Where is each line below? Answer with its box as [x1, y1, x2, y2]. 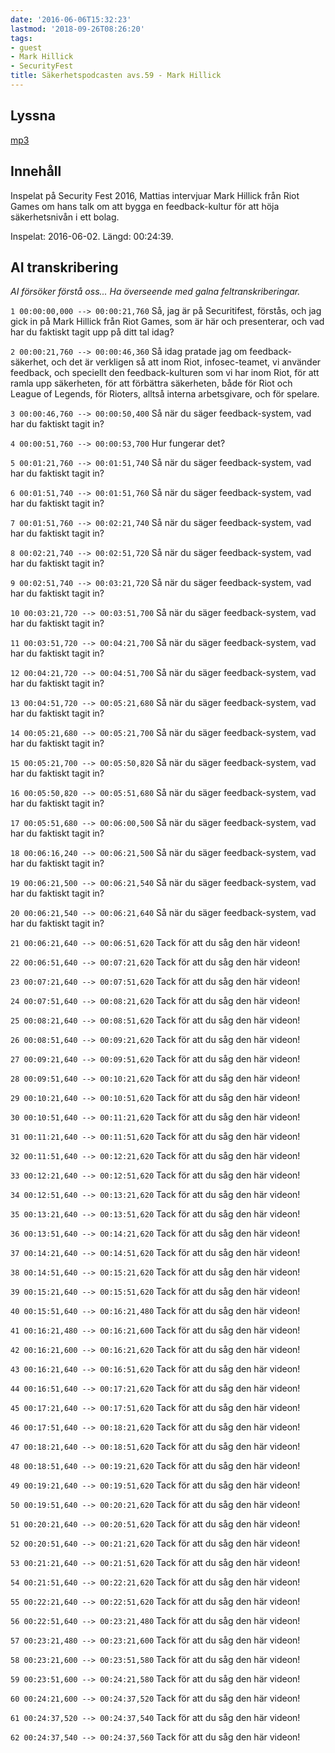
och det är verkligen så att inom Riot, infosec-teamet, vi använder [51, 356, 322, 368]
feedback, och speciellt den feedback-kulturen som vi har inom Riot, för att [10, 367, 320, 379]
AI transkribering [10, 259, 119, 276]
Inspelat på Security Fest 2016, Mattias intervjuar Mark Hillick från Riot [10, 189, 300, 201]
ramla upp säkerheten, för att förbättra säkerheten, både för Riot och [10, 377, 293, 390]
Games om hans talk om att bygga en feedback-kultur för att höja [10, 200, 280, 212]
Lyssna [10, 107, 56, 125]
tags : [10, 33, 33, 43]
